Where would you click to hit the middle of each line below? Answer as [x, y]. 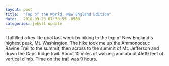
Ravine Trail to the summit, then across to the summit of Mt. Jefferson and [82, 48]
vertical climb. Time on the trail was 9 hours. [51, 59]
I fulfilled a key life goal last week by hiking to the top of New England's [79, 38]
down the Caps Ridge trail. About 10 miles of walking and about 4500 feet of [84, 54]
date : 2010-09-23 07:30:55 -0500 [43, 19]
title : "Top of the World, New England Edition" [59, 14]
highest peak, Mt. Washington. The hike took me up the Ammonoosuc [78, 43]
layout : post [19, 10]
